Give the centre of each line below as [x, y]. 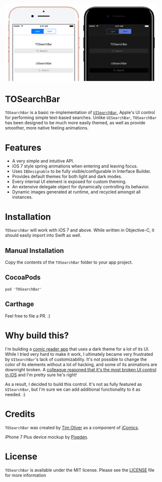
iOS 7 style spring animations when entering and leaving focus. [75, 166]
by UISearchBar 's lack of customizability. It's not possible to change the [76, 359]
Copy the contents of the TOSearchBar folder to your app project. [69, 262]
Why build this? [37, 335]
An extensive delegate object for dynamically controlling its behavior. [81, 187]
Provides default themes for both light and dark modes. [67, 177]
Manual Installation [35, 251]
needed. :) [15, 394]
